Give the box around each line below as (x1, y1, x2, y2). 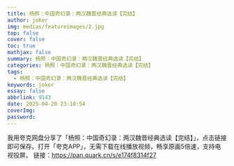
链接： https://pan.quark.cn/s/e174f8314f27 (33, 151, 157, 159)
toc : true (7, 42, 36, 49)
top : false (7, 29, 39, 37)
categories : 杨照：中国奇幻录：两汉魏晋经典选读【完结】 (7, 62, 154, 69)
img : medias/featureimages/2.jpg (7, 23, 104, 30)
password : (7, 113, 36, 120)
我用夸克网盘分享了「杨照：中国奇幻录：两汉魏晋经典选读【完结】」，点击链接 (7, 133, 227, 142)
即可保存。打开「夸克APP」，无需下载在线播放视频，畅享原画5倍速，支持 (7, 142, 215, 150)
